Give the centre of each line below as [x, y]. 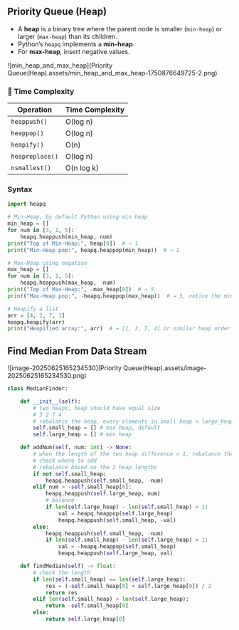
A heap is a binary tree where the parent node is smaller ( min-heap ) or [120, 28]
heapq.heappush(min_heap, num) [67, 237]
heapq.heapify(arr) [36, 322]
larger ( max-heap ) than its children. [67, 36]
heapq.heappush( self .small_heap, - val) [117, 520]
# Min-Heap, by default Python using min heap [78, 217]
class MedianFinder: [38, 389]
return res [62, 593]
